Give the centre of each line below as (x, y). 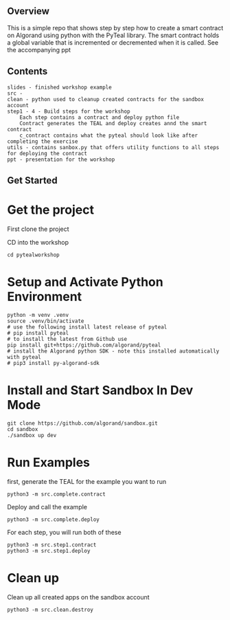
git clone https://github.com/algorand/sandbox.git (82, 423)
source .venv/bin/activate (46, 321)
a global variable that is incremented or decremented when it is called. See (113, 42)
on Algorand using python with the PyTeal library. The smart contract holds (113, 35)
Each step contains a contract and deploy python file (100, 117)
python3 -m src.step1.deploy (49, 551)
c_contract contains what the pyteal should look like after (108, 135)
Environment (45, 297)
